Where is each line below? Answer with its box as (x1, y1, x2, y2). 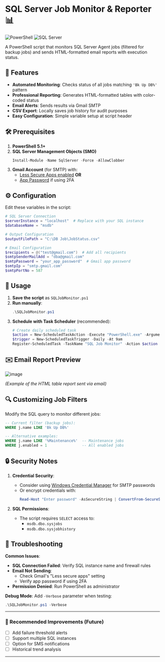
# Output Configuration (5, 232, 54, 237)
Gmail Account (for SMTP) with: (12, 167, 78, 173)
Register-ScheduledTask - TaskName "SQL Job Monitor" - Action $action (12, 342, 158, 346)
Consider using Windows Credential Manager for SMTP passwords (19, 482, 156, 488)
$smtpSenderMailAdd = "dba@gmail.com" (5, 254, 84, 260)
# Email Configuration (5, 245, 52, 250)
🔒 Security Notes (5, 457, 58, 466)
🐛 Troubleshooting (5, 540, 63, 548)
